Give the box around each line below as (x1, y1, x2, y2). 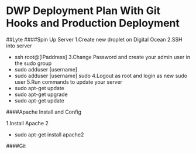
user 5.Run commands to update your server (14, 78, 123, 85)
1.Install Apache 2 (6, 119, 49, 126)
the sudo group (14, 60, 52, 67)
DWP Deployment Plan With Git (6, 4, 161, 18)
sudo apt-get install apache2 (14, 131, 84, 138)
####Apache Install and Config (6, 108, 82, 115)
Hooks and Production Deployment (6, 16, 180, 30)
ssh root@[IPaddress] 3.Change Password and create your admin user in (14, 53, 191, 60)
